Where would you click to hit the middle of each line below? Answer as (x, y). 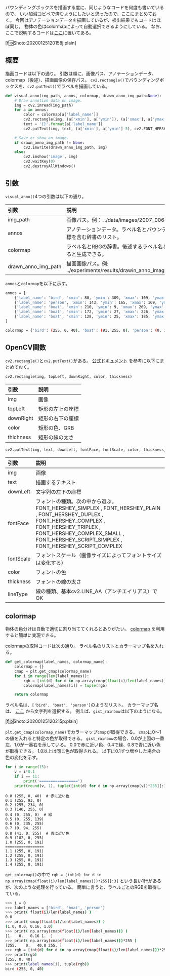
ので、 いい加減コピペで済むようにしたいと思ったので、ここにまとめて (79, 14)
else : (20, 152)
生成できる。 (92, 254)
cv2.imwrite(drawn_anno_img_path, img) (66, 147)
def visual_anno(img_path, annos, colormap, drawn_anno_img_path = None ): (83, 96)
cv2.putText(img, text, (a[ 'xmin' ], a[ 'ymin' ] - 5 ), (78, 129)
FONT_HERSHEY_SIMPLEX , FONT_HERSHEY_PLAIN (98, 508)
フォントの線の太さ (59, 582)
